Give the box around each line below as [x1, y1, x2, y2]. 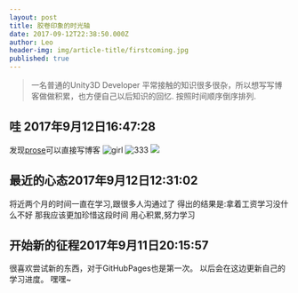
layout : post [9, 12, 58, 22]
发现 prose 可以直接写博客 [9, 144, 101, 155]
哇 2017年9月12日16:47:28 [9, 119, 156, 134]
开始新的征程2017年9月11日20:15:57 [9, 238, 209, 253]
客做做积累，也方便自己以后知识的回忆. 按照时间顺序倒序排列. [30, 91, 256, 101]
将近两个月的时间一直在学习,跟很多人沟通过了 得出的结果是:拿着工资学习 [9, 198, 274, 209]
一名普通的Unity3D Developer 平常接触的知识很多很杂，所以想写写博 [30, 80, 283, 90]
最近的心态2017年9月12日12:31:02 [9, 173, 198, 188]
